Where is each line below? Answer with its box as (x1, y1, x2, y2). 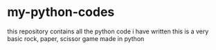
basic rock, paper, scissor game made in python (7, 34, 145, 42)
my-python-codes (7, 4, 115, 20)
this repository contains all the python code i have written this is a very (7, 27, 209, 35)
